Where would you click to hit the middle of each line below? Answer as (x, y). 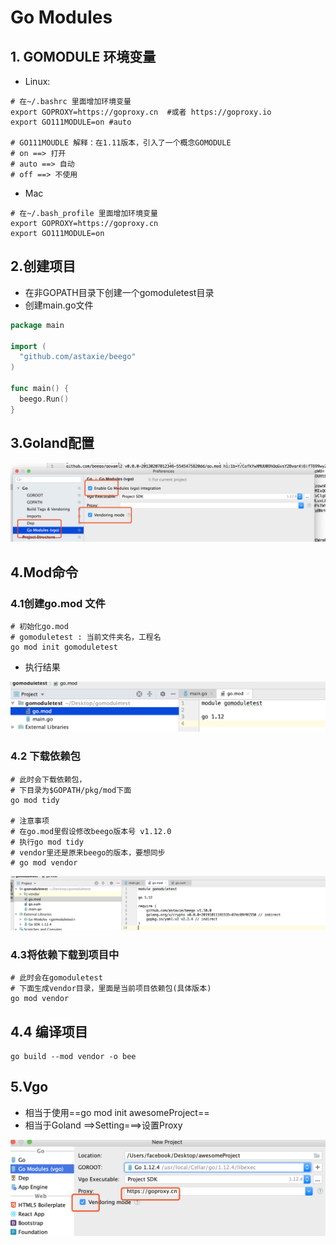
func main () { (40, 389)
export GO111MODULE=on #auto (71, 122)
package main (37, 325)
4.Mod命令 (44, 572)
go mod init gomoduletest (64, 647)
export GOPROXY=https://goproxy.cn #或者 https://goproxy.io (141, 112)
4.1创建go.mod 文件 (58, 603)
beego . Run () (44, 399)
